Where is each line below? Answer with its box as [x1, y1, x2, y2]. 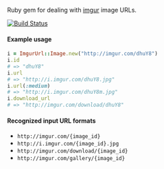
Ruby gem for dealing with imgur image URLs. [7, 6, 137, 14]
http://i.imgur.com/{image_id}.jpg [16, 141, 119, 148]
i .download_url [7, 95, 51, 102]
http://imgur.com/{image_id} [16, 133, 101, 140]
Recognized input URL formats [7, 117, 96, 125]
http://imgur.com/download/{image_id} [16, 148, 128, 155]
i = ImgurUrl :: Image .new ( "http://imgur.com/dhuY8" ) [7, 50, 158, 57]
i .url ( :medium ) [7, 82, 51, 89]
